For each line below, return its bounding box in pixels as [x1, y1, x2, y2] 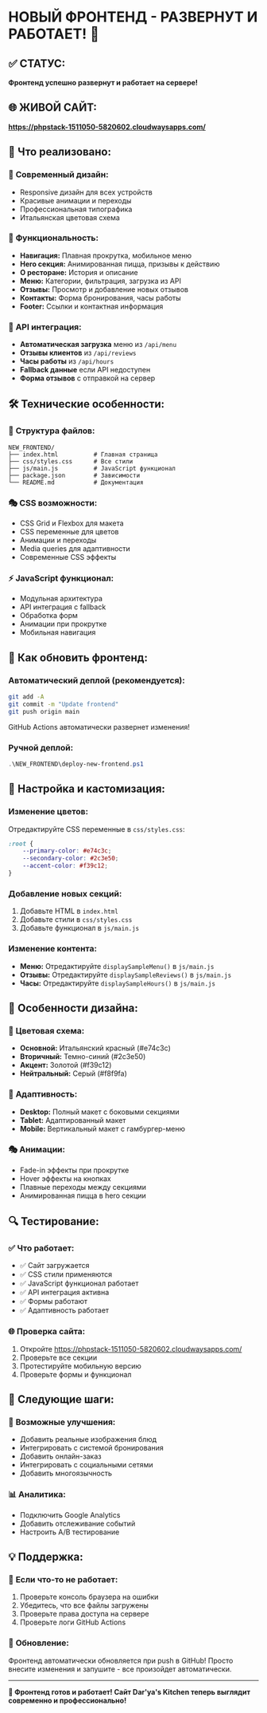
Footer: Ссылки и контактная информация [19, 301, 164, 311]
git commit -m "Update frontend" [8, 700, 119, 708]
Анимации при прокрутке [19, 619, 107, 629]
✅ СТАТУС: [8, 57, 66, 70]
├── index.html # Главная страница [8, 451, 158, 459]
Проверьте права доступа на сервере [19, 1609, 149, 1619]
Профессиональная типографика [19, 204, 133, 214]
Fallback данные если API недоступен [19, 365, 151, 375]
